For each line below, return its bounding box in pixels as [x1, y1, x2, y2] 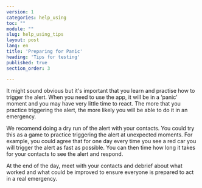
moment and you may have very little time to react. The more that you [6, 100, 181, 107]
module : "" [6, 25, 34, 32]
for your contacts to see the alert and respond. [6, 150, 124, 158]
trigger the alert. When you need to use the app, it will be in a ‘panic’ [6, 93, 178, 101]
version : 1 [6, 8, 34, 15]
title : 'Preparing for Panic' [6, 49, 83, 55]
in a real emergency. [6, 175, 58, 183]
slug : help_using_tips [6, 32, 64, 38]
